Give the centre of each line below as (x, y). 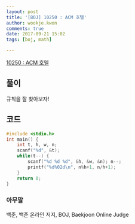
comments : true (25, 28)
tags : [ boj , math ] (29, 40)
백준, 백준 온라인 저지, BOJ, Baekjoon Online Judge (68, 214)
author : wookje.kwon (32, 23)
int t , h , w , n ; (37, 145)
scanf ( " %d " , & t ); (39, 150)
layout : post (22, 12)
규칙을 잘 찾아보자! (28, 99)
